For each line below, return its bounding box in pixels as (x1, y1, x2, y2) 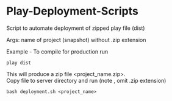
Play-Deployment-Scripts (6, 4, 138, 18)
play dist (6, 60, 32, 66)
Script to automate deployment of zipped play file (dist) (6, 24, 145, 32)
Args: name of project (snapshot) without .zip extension (6, 36, 146, 43)
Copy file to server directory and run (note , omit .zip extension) (6, 77, 167, 84)
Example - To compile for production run (6, 47, 109, 55)
